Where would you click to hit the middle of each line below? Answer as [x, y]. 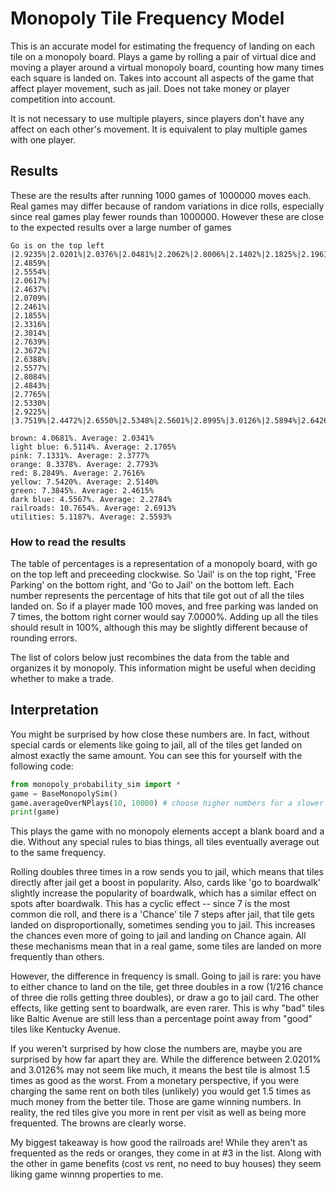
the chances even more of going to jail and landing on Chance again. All [158, 936]
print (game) [35, 812]
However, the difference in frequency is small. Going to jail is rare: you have [166, 976]
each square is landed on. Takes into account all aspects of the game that [162, 78]
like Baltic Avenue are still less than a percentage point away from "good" [161, 1019]
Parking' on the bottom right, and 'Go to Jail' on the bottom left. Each [152, 585]
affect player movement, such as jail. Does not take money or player [150, 88]
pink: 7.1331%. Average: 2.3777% [80, 455]
